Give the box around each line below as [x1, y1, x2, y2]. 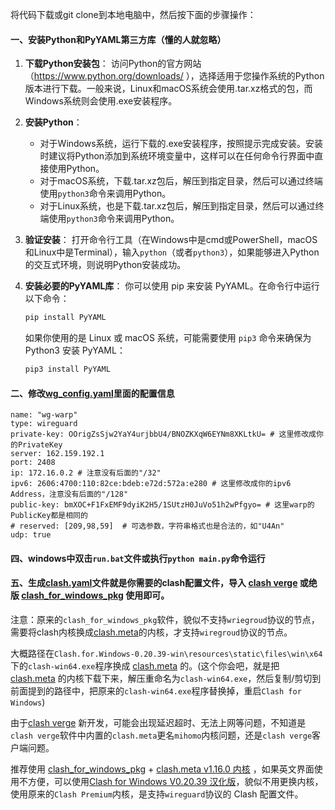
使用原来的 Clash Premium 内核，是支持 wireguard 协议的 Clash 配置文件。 [10, 788, 304, 800]
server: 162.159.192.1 [10, 449, 105, 459]
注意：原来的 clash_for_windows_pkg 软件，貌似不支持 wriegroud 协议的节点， [10, 613, 320, 625]
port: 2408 [10, 458, 56, 468]
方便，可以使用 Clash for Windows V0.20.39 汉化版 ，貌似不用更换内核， [27, 775, 324, 787]
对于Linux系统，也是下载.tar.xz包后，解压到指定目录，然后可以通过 [39, 200, 316, 212]
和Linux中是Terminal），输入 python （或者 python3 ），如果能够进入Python [24, 246, 320, 258]
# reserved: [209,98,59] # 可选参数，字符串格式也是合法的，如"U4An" [10, 521, 285, 532]
